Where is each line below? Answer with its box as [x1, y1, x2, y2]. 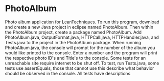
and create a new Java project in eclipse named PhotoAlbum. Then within [5, 24, 153, 30]
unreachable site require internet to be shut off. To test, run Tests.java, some [5, 60, 159, 66]
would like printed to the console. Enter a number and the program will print [5, 49, 158, 56]
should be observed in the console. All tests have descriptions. [5, 70, 132, 76]
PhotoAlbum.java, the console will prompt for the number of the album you [5, 45, 155, 50]
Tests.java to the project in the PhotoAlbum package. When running [5, 39, 141, 45]
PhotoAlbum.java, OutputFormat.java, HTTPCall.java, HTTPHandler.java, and [5, 34, 159, 40]
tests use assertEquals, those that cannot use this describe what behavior [5, 65, 154, 71]
